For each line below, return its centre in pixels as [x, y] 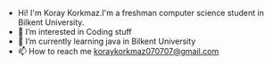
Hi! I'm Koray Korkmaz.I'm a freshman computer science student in [141, 13]
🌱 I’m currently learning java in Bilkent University [107, 41]
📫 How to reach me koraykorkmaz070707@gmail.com [118, 51]
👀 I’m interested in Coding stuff [74, 32]
